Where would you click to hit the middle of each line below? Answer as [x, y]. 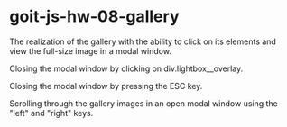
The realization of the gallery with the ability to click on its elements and [143, 41]
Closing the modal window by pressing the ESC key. [106, 86]
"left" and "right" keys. [51, 113]
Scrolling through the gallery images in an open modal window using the [143, 103]
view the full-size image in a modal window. [90, 50]
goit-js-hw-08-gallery [94, 17]
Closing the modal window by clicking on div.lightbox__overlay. [126, 68]
